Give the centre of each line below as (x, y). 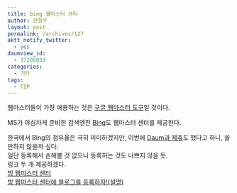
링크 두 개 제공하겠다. (37, 165)
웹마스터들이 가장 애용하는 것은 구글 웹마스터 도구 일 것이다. (89, 108)
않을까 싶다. (42, 147)
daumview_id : (27, 54)
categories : (25, 67)
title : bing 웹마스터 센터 (43, 14)
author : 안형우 (28, 21)
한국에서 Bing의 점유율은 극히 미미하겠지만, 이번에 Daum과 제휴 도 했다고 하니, (115, 138)
